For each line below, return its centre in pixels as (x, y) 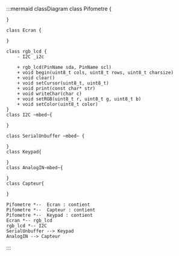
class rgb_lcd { (27, 51)
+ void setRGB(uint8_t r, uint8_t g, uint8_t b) (79, 99)
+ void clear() (36, 78)
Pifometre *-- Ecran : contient (48, 205)
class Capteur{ (25, 184)
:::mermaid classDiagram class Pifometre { (59, 9)
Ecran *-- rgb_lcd (29, 220)
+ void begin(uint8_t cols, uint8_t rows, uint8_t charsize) (95, 72)
